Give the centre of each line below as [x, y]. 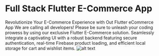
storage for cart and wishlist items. [40, 48]
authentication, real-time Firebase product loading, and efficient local [75, 43]
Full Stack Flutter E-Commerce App [79, 9]
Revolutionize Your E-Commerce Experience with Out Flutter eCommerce [79, 22]
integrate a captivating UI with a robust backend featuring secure [71, 38]
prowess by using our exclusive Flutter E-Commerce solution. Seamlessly [79, 32]
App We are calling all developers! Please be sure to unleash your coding [79, 27]
